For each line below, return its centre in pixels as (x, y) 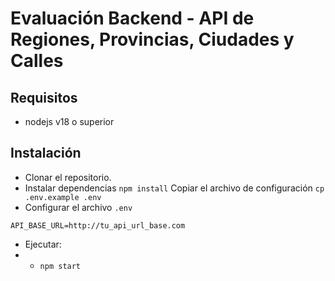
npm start (60, 266)
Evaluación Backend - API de (132, 18)
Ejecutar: (43, 244)
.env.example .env (63, 197)
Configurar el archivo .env (78, 207)
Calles (37, 61)
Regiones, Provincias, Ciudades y (152, 39)
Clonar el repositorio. (68, 177)
